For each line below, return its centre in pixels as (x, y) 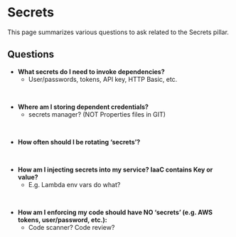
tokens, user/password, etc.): (63, 220)
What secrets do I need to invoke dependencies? (91, 71)
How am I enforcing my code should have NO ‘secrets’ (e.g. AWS (115, 212)
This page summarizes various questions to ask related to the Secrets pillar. (118, 32)
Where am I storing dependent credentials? (83, 107)
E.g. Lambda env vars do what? (74, 184)
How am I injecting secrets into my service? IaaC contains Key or (115, 169)
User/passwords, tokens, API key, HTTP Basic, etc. (103, 79)
